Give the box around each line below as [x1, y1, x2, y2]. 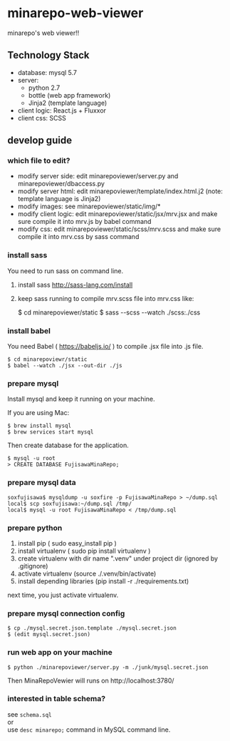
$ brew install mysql [7, 422, 72, 429]
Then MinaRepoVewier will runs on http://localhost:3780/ [7, 676, 174, 685]
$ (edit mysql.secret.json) [7, 631, 91, 638]
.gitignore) [17, 561, 48, 570]
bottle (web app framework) [28, 91, 111, 99]
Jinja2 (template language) [28, 98, 108, 107]
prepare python [7, 523, 63, 533]
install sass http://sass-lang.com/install [17, 280, 133, 289]
